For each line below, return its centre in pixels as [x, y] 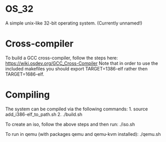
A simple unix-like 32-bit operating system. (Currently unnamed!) [74, 23]
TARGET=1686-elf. [25, 74]
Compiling [28, 95]
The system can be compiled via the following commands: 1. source [77, 109]
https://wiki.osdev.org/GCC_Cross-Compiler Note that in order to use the [82, 63]
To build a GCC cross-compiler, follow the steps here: [62, 58]
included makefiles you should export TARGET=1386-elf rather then [77, 68]
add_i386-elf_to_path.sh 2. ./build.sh [44, 114]
